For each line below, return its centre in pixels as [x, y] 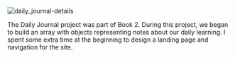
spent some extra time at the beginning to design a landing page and [108, 40]
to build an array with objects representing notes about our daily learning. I [116, 32]
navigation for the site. [40, 47]
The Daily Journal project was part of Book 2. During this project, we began [118, 24]
